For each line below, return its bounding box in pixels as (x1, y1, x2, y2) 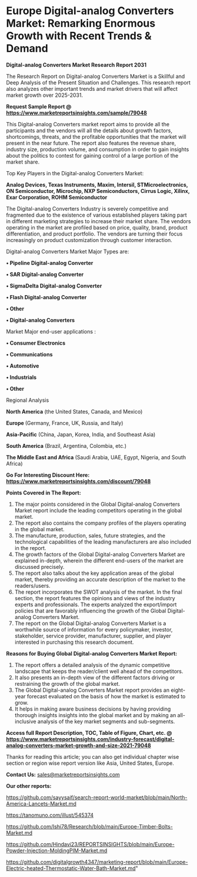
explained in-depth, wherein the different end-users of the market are (14, 557, 183, 564)
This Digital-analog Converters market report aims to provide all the (6, 120, 170, 127)
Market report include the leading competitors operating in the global (14, 506, 182, 514)
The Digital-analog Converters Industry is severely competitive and (6, 205, 169, 212)
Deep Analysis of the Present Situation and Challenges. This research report (6, 78, 191, 86)
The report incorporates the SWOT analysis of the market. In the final (14, 588, 182, 595)
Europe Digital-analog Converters (6, 4, 175, 18)
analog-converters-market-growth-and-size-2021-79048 (6, 742, 151, 749)
